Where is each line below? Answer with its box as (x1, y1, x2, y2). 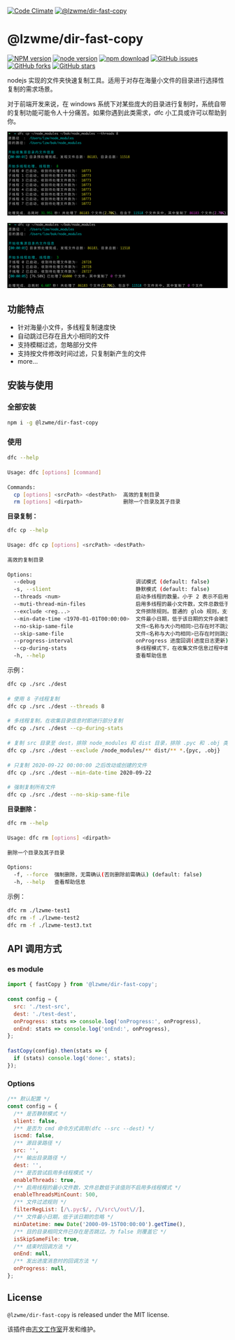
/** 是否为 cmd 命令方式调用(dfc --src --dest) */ (13, 1125, 155, 1132)
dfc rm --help (7, 820, 49, 827)
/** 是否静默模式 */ (13, 1110, 67, 1117)
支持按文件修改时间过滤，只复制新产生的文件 (17, 350, 147, 358)
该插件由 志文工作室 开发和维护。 (7, 1325, 99, 1333)
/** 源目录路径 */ (13, 1140, 62, 1147)
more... (17, 357, 38, 366)
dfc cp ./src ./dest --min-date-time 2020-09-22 (7, 769, 152, 776)
